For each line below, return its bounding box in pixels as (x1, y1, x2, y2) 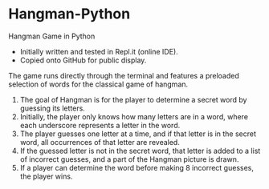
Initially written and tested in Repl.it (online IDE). (19, 46, 178, 56)
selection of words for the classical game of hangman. (8, 79, 189, 89)
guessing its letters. (19, 103, 86, 113)
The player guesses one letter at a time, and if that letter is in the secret (19, 129, 257, 139)
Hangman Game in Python (8, 31, 96, 41)
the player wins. (19, 171, 73, 181)
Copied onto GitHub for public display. (19, 55, 147, 65)
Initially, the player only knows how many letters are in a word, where (19, 111, 249, 121)
